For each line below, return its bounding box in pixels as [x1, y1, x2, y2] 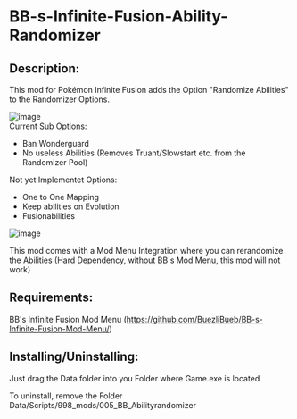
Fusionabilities [21, 211, 76, 221]
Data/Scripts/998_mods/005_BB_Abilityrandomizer [9, 399, 196, 410]
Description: [9, 61, 80, 76]
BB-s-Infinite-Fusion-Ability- [9, 6, 228, 27]
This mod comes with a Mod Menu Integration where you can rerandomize [9, 246, 284, 256]
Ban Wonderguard [21, 138, 89, 148]
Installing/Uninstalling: [9, 349, 139, 365]
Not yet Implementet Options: [9, 174, 118, 185]
